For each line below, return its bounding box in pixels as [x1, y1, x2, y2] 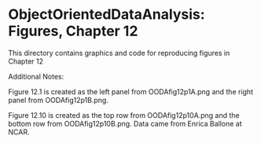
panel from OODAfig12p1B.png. [8, 95, 108, 104]
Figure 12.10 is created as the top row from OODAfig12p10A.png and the [8, 110, 240, 119]
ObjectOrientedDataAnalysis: [8, 5, 206, 24]
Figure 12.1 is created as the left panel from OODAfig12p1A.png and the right [8, 86, 254, 96]
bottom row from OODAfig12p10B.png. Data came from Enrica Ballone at [8, 119, 242, 128]
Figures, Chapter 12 [8, 22, 138, 40]
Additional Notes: [8, 71, 64, 81]
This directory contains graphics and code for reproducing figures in [8, 48, 230, 57]
